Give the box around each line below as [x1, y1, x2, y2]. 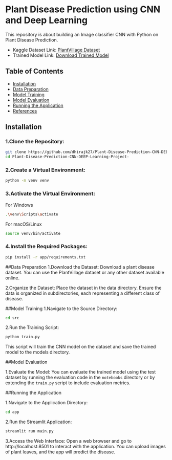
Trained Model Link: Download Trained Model [12, 52, 109, 58]
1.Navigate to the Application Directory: [5, 400, 88, 406]
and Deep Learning [5, 14, 88, 26]
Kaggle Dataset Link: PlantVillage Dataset [12, 47, 100, 53]
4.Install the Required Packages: [5, 243, 88, 250]
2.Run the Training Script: [5, 324, 59, 331]
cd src [5, 315, 19, 320]
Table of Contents [5, 67, 64, 76]
